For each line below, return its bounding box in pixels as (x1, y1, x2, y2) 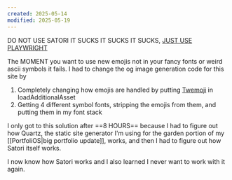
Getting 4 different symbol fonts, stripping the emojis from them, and (17, 100, 217, 109)
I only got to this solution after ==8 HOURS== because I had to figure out (7, 121, 219, 130)
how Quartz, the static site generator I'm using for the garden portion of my (7, 129, 225, 137)
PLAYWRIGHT (7, 43, 48, 52)
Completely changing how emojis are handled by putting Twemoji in (17, 85, 214, 94)
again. (7, 165, 26, 173)
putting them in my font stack (17, 108, 103, 116)
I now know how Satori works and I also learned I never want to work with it (7, 157, 226, 165)
